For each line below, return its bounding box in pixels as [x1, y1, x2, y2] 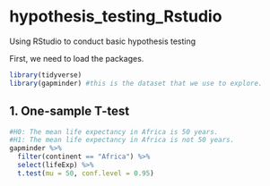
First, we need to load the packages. [9, 53, 144, 63]
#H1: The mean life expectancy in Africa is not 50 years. [9, 136, 235, 145]
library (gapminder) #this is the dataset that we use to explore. [9, 79, 263, 88]
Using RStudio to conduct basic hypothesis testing [9, 36, 196, 46]
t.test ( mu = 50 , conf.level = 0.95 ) [17, 168, 154, 178]
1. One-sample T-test [9, 104, 130, 119]
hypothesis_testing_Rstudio [9, 6, 222, 27]
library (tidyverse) [9, 70, 83, 80]
